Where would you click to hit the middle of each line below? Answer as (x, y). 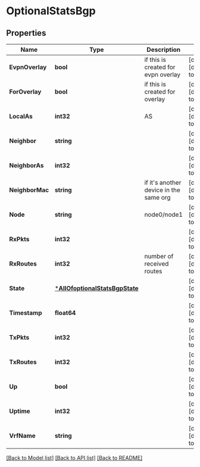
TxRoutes (23, 362)
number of (159, 256)
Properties (26, 33)
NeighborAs (26, 165)
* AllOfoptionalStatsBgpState (96, 288)
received (157, 264)
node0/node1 (164, 214)
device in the (162, 190)
